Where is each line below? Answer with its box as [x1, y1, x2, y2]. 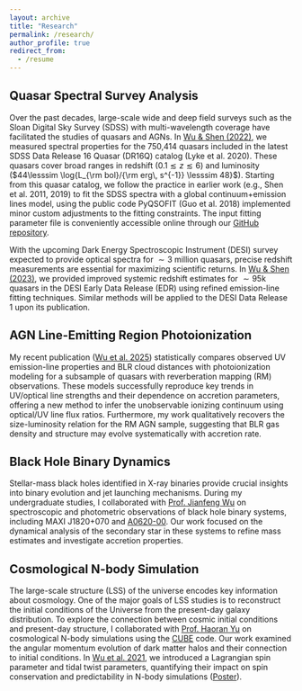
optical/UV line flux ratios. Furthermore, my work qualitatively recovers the [9, 408, 285, 419]
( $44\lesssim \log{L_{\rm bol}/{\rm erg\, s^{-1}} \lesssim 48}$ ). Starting [9, 169, 275, 180]
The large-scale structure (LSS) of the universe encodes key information [9, 586, 279, 597]
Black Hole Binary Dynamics [9, 454, 171, 470]
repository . [9, 227, 49, 238]
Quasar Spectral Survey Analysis [9, 88, 200, 103]
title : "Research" [9, 22, 78, 31]
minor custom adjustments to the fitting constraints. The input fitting [9, 208, 262, 219]
